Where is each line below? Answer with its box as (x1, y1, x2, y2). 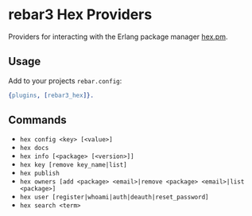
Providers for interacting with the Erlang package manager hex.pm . (8, 32, 228, 41)
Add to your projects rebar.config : (8, 75, 122, 85)
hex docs (19, 145, 49, 152)
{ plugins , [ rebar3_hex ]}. (8, 91, 94, 99)
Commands (8, 114, 68, 127)
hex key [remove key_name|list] (19, 161, 127, 169)
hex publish (19, 169, 60, 178)
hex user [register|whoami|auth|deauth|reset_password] (19, 193, 209, 202)
